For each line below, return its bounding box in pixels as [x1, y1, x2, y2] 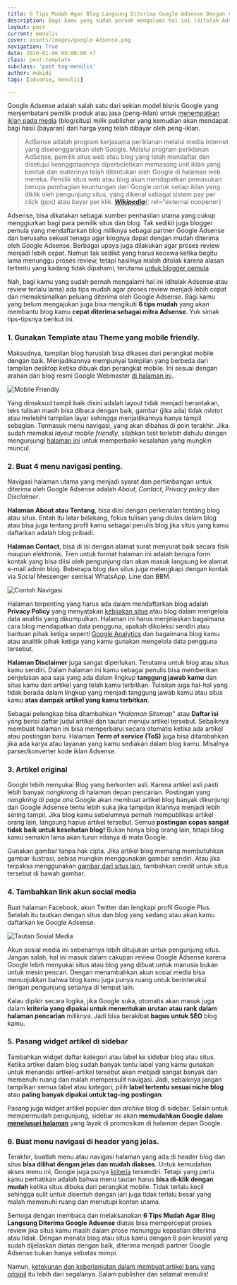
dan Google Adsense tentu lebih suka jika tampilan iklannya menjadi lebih [7, 803, 221, 812]
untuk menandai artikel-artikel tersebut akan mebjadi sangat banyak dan [7, 1068, 218, 1076]
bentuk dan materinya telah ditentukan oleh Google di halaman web [24, 167, 221, 177]
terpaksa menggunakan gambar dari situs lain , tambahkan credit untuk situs [7, 862, 229, 871]
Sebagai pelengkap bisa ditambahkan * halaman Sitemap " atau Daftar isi [7, 709, 219, 717]
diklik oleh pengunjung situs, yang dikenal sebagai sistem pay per [24, 190, 217, 198]
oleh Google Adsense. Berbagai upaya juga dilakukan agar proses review [7, 241, 220, 250]
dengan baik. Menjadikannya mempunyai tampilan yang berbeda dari [7, 356, 208, 364]
